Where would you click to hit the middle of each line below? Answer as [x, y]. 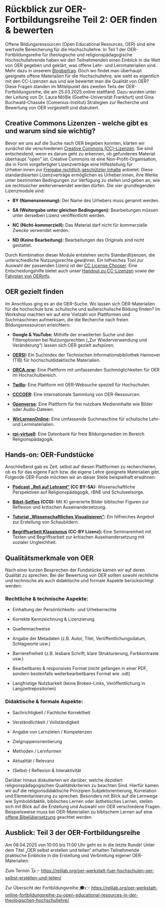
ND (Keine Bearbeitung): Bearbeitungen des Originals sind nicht [78, 240]
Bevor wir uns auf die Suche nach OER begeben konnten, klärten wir [75, 143]
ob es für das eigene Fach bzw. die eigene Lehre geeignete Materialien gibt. [83, 472]
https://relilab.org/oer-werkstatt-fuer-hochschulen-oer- [98, 871]
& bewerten [29, 30]
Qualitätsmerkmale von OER [50, 558]
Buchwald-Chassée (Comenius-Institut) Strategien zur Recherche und [77, 102]
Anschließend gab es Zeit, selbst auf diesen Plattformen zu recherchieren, [81, 467]
